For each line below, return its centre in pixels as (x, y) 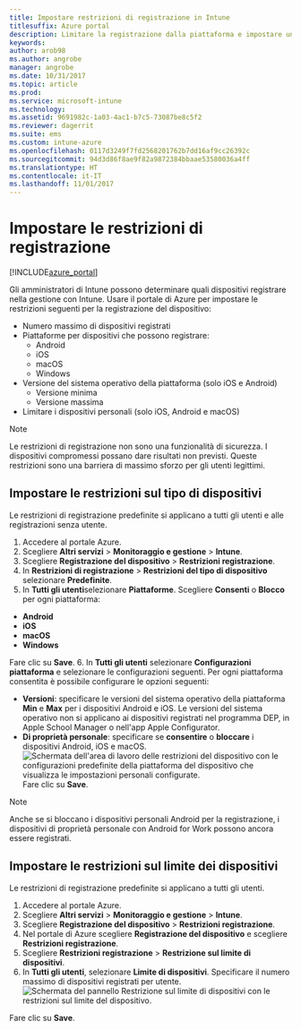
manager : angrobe (42, 68)
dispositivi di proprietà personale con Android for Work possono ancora (142, 828)
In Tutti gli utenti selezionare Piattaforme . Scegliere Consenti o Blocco (153, 589)
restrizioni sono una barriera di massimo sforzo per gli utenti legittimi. (138, 466)
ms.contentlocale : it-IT (56, 176)
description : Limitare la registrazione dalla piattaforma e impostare (146, 34)
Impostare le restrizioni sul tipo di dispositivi (136, 494)
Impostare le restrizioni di (106, 228)
